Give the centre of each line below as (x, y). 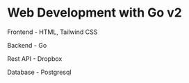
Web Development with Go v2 (94, 13)
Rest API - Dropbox (35, 58)
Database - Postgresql (39, 72)
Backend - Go (27, 45)
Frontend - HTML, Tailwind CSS (52, 32)
